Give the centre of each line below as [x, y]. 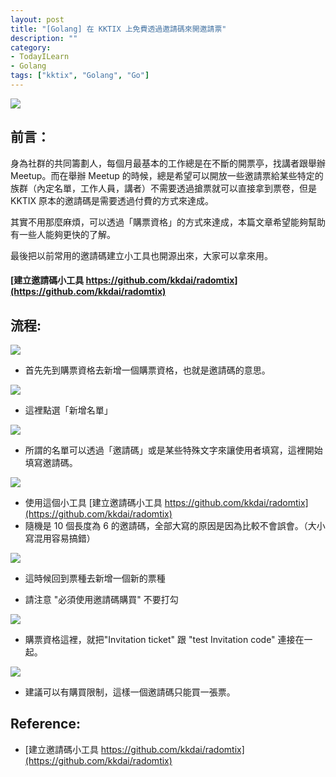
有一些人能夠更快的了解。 [63, 234]
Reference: [45, 724]
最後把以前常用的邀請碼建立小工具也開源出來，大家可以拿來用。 [141, 255]
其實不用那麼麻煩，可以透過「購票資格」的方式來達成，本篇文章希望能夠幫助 [168, 222]
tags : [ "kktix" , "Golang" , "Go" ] [80, 76]
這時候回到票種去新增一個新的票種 [95, 578]
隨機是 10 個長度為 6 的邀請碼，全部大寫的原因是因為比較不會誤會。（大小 [175, 526]
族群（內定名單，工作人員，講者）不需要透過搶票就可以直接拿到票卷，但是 [163, 188]
